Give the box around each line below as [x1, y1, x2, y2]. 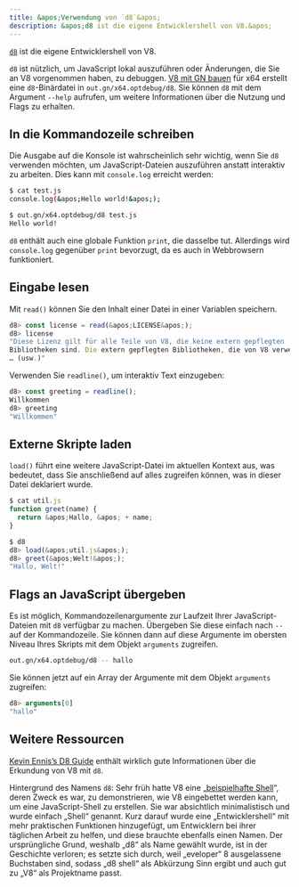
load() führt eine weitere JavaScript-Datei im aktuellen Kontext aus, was [9, 460, 276, 471]
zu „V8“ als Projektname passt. [9, 867, 123, 878]
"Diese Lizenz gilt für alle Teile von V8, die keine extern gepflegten [9, 338, 285, 346]
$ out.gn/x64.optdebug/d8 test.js [9, 211, 138, 220]
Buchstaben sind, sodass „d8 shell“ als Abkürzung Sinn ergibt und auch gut [9, 858, 287, 868]
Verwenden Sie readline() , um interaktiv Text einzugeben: [9, 370, 225, 380]
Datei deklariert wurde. [9, 479, 93, 490]
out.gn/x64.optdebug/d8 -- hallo [9, 656, 133, 665]
